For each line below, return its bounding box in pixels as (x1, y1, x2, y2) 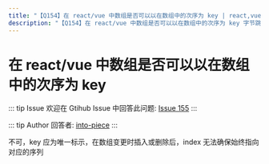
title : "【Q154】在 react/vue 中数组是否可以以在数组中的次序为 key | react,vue (8, 11, 262, 20)
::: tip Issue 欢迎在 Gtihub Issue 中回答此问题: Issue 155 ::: (8, 103, 198, 113)
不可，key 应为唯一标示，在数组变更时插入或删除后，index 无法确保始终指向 (8, 137, 259, 147)
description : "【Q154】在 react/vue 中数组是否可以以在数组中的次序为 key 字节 (8, 19, 256, 27)
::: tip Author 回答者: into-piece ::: (8, 120, 118, 130)
